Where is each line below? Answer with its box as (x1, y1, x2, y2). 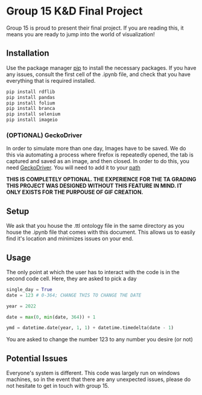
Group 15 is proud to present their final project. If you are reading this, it (6, 24, 184, 31)
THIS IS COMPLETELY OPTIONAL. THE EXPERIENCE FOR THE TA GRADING (6, 176, 197, 183)
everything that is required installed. (6, 77, 96, 84)
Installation (6, 48, 49, 59)
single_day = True (6, 286, 52, 292)
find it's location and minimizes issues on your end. (6, 235, 134, 242)
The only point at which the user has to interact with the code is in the (6, 268, 180, 275)
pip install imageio (6, 117, 58, 123)
